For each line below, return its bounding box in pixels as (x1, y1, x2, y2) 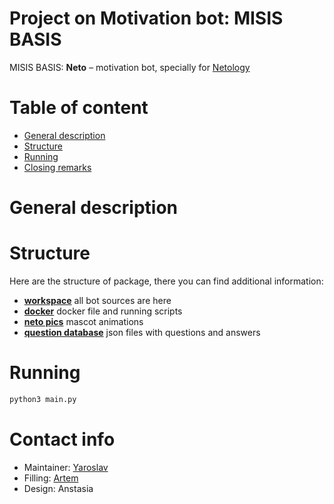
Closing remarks (23, 161, 92, 173)
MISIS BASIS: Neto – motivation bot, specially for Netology (9, 61, 251, 73)
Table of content (9, 97, 149, 119)
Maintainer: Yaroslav (23, 461, 109, 473)
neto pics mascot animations (23, 316, 144, 327)
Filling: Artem (23, 472, 79, 484)
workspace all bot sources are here (23, 295, 172, 306)
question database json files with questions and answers (23, 327, 261, 338)
